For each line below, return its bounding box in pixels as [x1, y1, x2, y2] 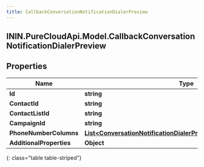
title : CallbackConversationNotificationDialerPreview [6, 8, 148, 15]
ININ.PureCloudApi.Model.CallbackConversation [6, 31, 195, 42]
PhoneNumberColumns [9, 128, 79, 137]
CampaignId [9, 119, 46, 127]
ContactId [9, 99, 39, 108]
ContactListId [9, 109, 50, 117]
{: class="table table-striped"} [6, 154, 82, 161]
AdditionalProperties [9, 139, 71, 147]
